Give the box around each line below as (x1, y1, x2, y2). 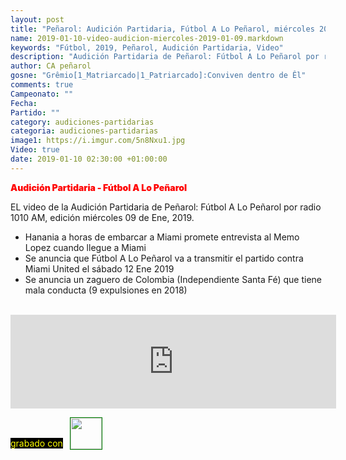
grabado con (10, 437, 63, 449)
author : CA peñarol (10, 61, 92, 71)
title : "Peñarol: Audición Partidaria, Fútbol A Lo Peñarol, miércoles (10, 24, 315, 34)
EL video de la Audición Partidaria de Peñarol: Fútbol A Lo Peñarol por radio (10, 201, 322, 213)
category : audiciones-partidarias (10, 117, 155, 127)
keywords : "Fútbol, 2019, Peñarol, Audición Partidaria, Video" (10, 42, 284, 53)
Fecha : (10, 98, 38, 108)
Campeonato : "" (10, 89, 74, 99)
